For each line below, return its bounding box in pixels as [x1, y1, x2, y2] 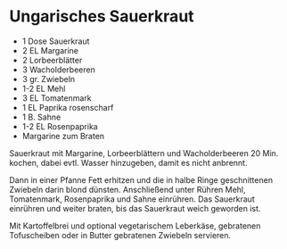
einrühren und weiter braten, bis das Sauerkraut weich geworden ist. [9, 203, 261, 213]
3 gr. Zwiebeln [21, 73, 76, 84]
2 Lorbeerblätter [21, 54, 83, 65]
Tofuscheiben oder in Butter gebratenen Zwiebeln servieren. [9, 229, 232, 240]
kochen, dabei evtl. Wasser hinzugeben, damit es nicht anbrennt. [9, 157, 248, 168]
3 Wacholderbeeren [21, 64, 95, 75]
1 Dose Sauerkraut [21, 36, 90, 46]
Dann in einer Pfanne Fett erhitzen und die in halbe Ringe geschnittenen [9, 174, 274, 185]
